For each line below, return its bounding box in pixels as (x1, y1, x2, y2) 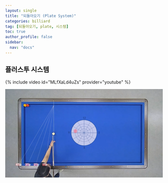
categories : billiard (5, 18, 50, 23)
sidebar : (5, 40, 23, 45)
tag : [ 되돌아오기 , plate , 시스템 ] (5, 24, 69, 29)
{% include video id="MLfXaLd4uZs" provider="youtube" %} (5, 79, 131, 85)
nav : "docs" (9, 45, 35, 50)
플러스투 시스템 (5, 65, 49, 74)
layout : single (5, 8, 37, 13)
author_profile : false (5, 34, 52, 39)
